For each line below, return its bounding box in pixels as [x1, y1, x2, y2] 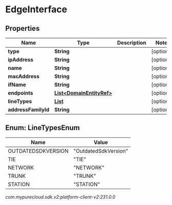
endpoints [8, 90, 33, 96]
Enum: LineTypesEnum [5, 124, 80, 132]
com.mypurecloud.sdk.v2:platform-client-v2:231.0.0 [5, 194, 116, 200]
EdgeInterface [5, 4, 68, 15]
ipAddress [8, 56, 34, 63]
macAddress [8, 73, 40, 80]
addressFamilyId [8, 106, 50, 113]
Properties [5, 24, 40, 33]
